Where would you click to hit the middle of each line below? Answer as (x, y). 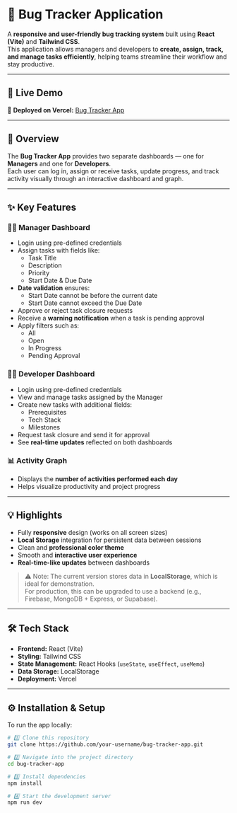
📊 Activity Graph (37, 461)
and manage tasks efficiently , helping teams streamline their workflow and (117, 57)
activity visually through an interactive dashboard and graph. (96, 178)
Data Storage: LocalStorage (59, 671)
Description (45, 265)
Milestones (44, 427)
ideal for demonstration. (60, 584)
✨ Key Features (42, 207)
